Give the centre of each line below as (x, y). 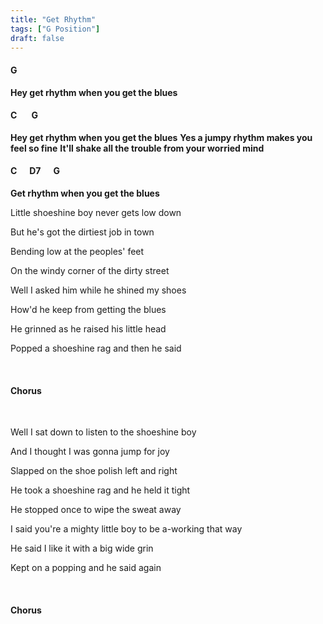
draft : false (37, 38)
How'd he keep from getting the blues (88, 309)
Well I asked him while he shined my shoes (98, 290)
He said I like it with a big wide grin (82, 548)
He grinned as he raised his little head (88, 328)
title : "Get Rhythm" (53, 19)
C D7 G (35, 171)
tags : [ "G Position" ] (55, 29)
